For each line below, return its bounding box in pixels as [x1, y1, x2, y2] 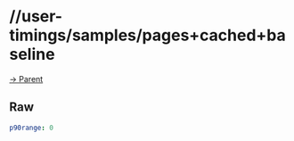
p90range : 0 [9, 123, 53, 132]
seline [9, 45, 55, 64]
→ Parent [9, 73, 44, 84]
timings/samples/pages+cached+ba [9, 25, 287, 46]
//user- [9, 6, 63, 27]
